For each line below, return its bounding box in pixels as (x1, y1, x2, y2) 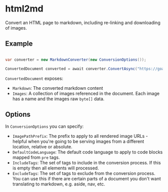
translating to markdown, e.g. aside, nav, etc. (12, 181, 105, 187)
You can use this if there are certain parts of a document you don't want (12, 176, 161, 182)
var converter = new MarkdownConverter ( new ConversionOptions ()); (5, 57, 146, 62)
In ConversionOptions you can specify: (5, 123, 84, 129)
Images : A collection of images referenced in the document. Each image (12, 90, 160, 96)
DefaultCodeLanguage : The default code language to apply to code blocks (12, 149, 163, 155)
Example (5, 40, 33, 48)
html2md (5, 3, 43, 15)
